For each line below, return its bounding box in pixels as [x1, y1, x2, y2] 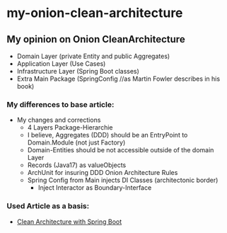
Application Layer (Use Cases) [16, 59, 106, 68]
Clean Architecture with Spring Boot [16, 217, 122, 226]
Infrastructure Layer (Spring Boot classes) [16, 67, 139, 75]
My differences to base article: [6, 99, 115, 109]
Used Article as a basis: [6, 201, 90, 211]
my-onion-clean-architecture [6, 5, 183, 21]
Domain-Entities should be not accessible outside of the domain [27, 146, 214, 154]
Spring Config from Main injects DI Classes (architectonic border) [27, 176, 219, 185]
